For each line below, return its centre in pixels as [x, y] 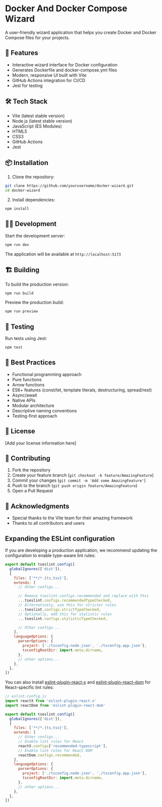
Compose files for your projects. [37, 38]
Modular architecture [33, 405]
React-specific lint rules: [29, 687]
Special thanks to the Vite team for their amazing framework [72, 518]
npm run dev [17, 245]
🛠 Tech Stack [26, 101]
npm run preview [21, 311]
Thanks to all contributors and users [48, 523]
